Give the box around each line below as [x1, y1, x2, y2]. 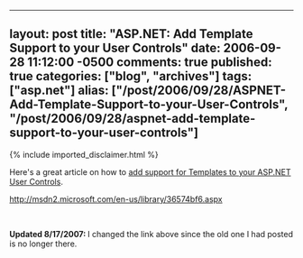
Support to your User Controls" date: [9, 41, 221, 56]
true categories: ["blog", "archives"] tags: [9, 69, 252, 84]
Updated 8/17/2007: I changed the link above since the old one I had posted [9, 228, 294, 239]
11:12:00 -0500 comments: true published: [26, 55, 272, 70]
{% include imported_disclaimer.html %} [9, 149, 160, 160]
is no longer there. [9, 238, 78, 249]
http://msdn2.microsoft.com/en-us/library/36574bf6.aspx [9, 193, 223, 204]
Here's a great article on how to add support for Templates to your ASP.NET [9, 166, 291, 177]
